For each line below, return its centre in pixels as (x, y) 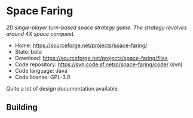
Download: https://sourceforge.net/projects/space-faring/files (91, 58)
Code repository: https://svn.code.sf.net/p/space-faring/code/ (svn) (99, 64)
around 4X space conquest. (41, 33)
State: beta (28, 51)
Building (22, 108)
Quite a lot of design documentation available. (63, 88)
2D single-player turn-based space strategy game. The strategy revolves (96, 27)
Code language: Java (41, 70)
